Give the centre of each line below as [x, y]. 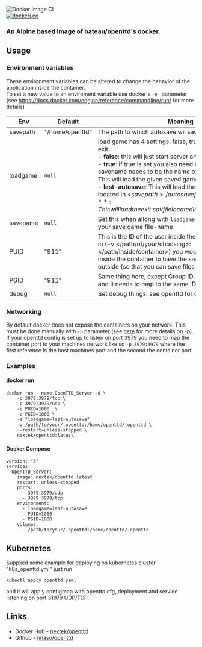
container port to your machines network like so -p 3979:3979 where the [96, 344]
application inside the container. [46, 87]
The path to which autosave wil [142, 131]
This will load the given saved [140, 179]
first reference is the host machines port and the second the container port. [100, 350]
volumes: [28, 525]
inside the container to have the [143, 259]
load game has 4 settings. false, [143, 142]
